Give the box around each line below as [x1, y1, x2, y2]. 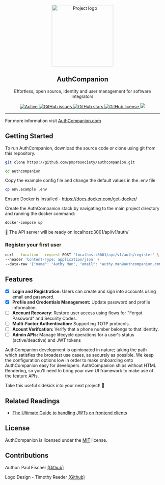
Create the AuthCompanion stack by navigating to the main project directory [5, 206, 160, 212]
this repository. [5, 150, 36, 156]
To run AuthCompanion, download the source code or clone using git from [5, 145, 156, 151]
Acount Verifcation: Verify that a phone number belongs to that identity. [12, 326, 159, 332]
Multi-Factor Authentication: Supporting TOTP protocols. [12, 321, 130, 327]
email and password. [12, 294, 55, 300]
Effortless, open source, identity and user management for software [14, 88, 151, 94]
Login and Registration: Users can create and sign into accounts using [12, 288, 156, 294]
